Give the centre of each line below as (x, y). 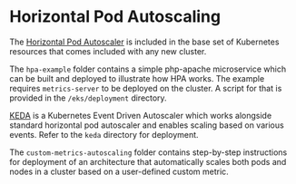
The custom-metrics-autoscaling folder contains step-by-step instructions (148, 152)
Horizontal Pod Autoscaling (115, 17)
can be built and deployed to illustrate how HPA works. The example (137, 78)
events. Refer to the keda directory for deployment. (104, 134)
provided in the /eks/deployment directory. (88, 98)
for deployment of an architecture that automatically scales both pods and (148, 161)
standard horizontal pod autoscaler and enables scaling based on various (147, 125)
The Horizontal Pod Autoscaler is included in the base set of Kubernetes (144, 42)
